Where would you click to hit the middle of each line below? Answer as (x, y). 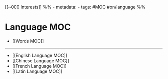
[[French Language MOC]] (39, 66)
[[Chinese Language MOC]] (41, 60)
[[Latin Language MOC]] (37, 71)
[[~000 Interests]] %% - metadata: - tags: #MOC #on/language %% (75, 7)
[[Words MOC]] (28, 41)
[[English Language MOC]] (40, 55)
